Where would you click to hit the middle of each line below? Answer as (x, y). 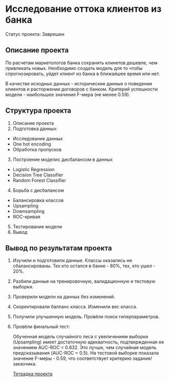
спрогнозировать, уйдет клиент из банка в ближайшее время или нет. (83, 74)
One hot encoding (32, 144)
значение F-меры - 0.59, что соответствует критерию (72, 358)
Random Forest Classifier (39, 180)
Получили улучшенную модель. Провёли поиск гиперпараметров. (86, 317)
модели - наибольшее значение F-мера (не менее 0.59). (68, 94)
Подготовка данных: (35, 129)
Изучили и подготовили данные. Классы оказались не (72, 261)
